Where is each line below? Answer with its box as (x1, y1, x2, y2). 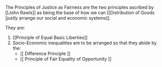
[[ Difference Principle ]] (20, 50, 71, 56)
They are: (5, 25, 25, 31)
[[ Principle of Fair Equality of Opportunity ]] (20, 56, 112, 62)
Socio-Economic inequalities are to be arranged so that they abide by (12, 40, 157, 46)
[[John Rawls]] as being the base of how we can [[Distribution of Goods (5, 10, 155, 16)
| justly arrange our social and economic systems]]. (5, 15, 111, 21)
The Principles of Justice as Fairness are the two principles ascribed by (5, 5, 154, 10)
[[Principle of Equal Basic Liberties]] (12, 35, 88, 40)
